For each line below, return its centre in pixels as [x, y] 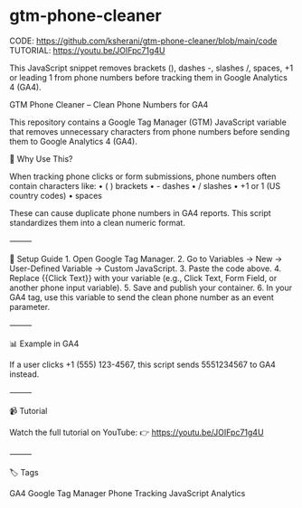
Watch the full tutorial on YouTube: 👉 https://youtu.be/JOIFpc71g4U [137, 432]
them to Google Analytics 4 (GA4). [73, 141]
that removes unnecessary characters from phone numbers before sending [150, 131]
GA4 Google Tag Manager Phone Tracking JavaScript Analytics [127, 493]
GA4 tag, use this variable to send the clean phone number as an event [142, 297]
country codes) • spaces [56, 195]
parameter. [30, 306]
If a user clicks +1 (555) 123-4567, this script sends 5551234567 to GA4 [142, 364]
